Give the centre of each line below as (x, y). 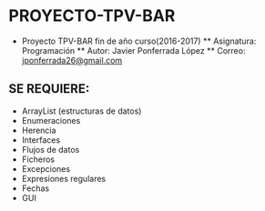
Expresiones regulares (64, 178)
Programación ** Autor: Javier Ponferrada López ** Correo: (133, 50)
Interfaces (41, 140)
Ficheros (38, 159)
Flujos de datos (51, 149)
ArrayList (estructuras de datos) (82, 111)
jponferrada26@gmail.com (72, 60)
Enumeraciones (51, 120)
